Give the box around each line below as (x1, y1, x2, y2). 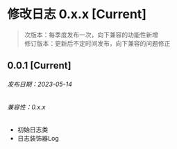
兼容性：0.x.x (7, 103, 46, 111)
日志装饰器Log (17, 134, 59, 143)
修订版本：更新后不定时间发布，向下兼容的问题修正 (24, 39, 171, 47)
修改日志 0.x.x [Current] (7, 6, 147, 22)
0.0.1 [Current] (7, 60, 71, 71)
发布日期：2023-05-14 (7, 80, 73, 88)
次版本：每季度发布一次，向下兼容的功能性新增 (24, 30, 158, 39)
